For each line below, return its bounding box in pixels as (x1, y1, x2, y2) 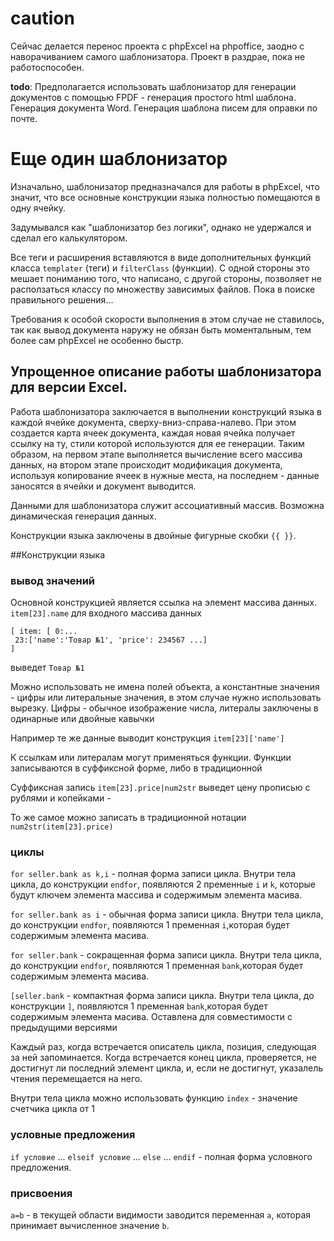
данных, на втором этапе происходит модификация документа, (10, 458, 283, 471)
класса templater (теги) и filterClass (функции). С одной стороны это (10, 262, 310, 274)
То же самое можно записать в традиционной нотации (10, 811, 247, 823)
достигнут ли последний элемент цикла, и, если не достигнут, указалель (10, 1062, 324, 1074)
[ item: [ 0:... (10, 626, 78, 636)
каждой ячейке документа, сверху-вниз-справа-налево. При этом (10, 416, 297, 428)
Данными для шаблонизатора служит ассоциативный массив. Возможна (10, 499, 325, 511)
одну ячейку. (10, 202, 66, 214)
